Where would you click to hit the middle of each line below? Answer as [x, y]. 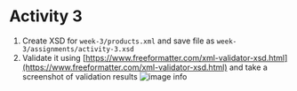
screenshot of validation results [80, 76]
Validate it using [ [54, 57]
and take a [249, 67]
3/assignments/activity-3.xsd [78, 49]
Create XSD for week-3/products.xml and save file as [118, 41]
